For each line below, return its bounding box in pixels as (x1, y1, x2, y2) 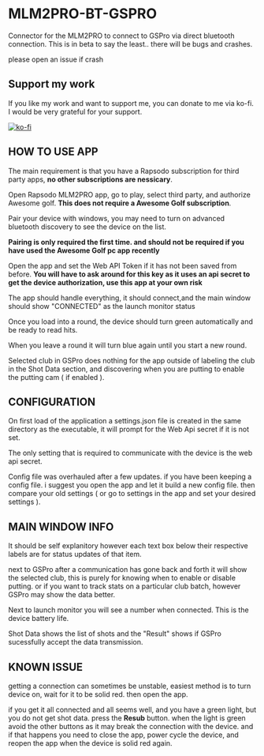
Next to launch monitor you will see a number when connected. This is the (8, 605, 250, 615)
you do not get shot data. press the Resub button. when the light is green (8, 713, 246, 723)
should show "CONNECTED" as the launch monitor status (8, 301, 195, 310)
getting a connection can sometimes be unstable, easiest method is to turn (8, 681, 251, 690)
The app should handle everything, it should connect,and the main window (8, 293, 251, 303)
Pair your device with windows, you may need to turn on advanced (8, 213, 225, 223)
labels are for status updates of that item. (8, 550, 142, 559)
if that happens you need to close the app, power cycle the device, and (8, 730, 239, 739)
